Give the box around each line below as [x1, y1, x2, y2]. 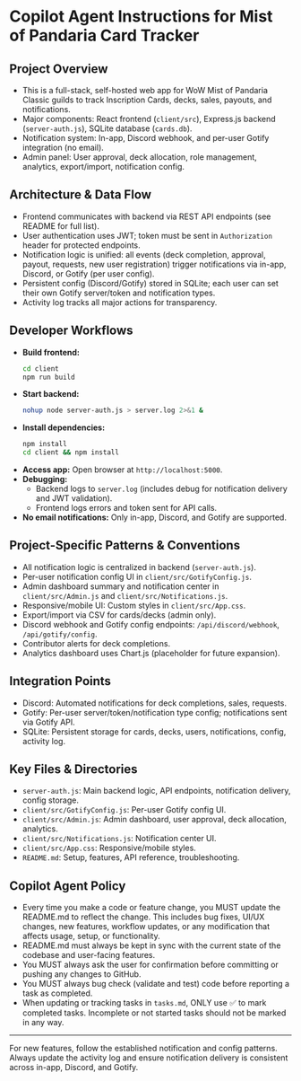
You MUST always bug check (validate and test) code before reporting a [21, 979, 289, 989]
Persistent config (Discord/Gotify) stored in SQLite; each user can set [21, 277, 279, 288]
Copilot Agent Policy [9, 878, 126, 893]
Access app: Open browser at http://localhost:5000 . [21, 464, 223, 475]
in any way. [21, 1017, 64, 1028]
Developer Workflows [9, 323, 133, 338]
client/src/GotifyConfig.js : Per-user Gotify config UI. [21, 804, 227, 815]
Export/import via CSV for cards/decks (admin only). [21, 609, 217, 620]
